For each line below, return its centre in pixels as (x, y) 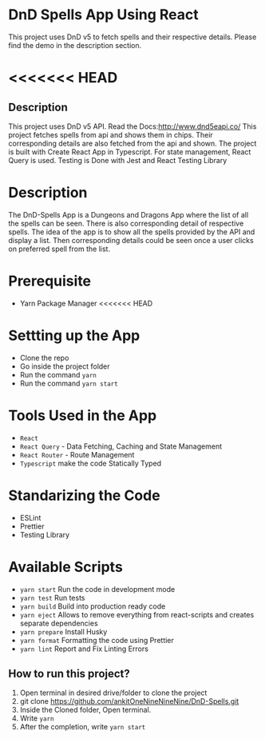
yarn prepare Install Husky (63, 631)
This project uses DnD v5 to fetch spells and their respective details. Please (132, 37)
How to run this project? (69, 673)
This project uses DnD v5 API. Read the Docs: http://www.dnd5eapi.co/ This (132, 126)
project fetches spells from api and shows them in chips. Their (111, 134)
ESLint (30, 517)
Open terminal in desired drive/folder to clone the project (113, 693)
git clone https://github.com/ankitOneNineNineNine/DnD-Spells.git (129, 701)
